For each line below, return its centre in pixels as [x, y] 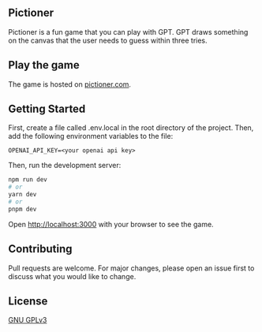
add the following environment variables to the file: [91, 136]
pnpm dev [22, 209]
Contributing [40, 249]
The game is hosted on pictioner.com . [70, 84]
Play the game [44, 65]
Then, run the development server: [65, 166]
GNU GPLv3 [28, 320]
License [28, 302]
